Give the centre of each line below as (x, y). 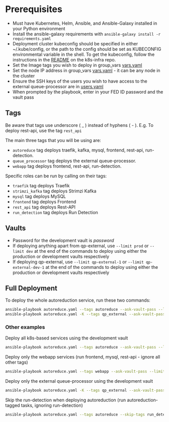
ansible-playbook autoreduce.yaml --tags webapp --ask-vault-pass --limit (85, 372)
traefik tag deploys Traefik (41, 185)
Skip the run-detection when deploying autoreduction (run (66, 400)
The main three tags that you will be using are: (53, 140)
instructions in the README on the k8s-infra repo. (64, 59)
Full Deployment (31, 288)
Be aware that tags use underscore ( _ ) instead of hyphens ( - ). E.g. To (79, 125)
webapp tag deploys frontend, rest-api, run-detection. (67, 166)
